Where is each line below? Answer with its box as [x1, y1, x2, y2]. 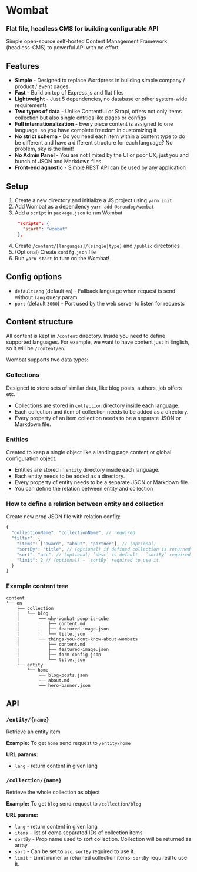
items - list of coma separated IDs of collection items [14, 829, 143, 836]
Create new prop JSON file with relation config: [6, 513, 121, 520]
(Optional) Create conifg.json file [14, 248, 96, 256]
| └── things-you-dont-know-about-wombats [16, 636, 138, 642]
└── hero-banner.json [37, 683, 91, 689]
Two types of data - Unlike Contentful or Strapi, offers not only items [14, 108, 182, 115]
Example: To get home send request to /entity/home [6, 740, 131, 747]
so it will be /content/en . [6, 345, 66, 352]
